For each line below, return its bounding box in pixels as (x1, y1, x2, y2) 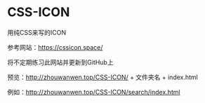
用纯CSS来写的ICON (7, 28, 67, 36)
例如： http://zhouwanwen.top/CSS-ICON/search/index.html (7, 88, 180, 96)
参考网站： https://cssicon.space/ (7, 43, 103, 51)
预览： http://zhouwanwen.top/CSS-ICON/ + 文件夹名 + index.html (7, 73, 198, 81)
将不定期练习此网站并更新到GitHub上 (7, 57, 114, 67)
